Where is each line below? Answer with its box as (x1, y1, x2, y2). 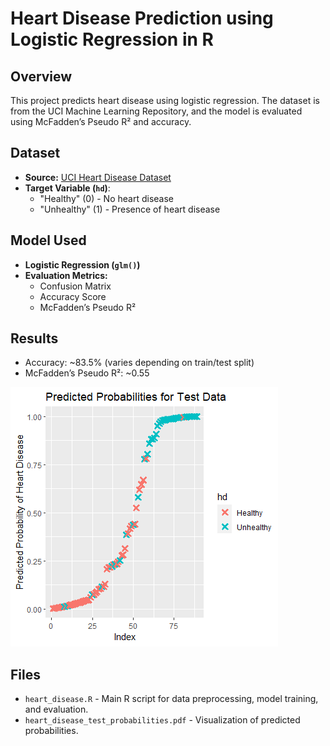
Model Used (10, 232, 87, 249)
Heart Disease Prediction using (10, 7, 274, 30)
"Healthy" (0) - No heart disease (39, 192, 175, 204)
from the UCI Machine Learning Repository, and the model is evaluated (10, 105, 303, 117)
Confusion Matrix (39, 280, 112, 292)
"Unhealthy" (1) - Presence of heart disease (39, 203, 221, 215)
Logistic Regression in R (10, 28, 214, 51)
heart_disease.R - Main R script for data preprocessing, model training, (24, 693, 319, 705)
